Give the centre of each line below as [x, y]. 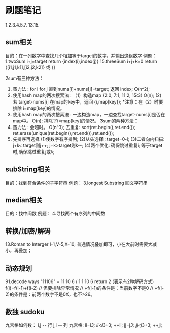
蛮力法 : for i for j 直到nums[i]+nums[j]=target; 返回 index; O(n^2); [81, 89]
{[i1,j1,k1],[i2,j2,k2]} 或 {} [30, 67]
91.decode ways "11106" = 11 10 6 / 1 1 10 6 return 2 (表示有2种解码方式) [80, 281]
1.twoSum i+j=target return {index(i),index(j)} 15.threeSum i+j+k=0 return [81, 61]
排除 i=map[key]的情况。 [39, 108]
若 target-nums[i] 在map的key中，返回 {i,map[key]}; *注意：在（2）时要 [88, 101]
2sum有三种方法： [25, 78]
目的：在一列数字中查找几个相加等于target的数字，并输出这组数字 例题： [81, 55]
